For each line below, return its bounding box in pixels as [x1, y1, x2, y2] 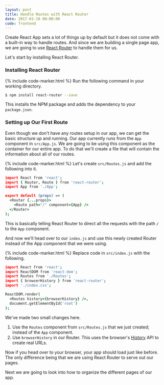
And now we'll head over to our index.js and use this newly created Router [5, 235, 157, 241]
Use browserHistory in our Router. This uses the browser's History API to [12, 334, 159, 340]
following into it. [5, 166, 38, 172]
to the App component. [5, 226, 50, 232]
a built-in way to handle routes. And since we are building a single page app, [5, 40, 160, 46]
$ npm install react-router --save [5, 92, 78, 97]
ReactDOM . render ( [5, 292, 41, 297]
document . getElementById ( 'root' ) [9, 301, 78, 306]
